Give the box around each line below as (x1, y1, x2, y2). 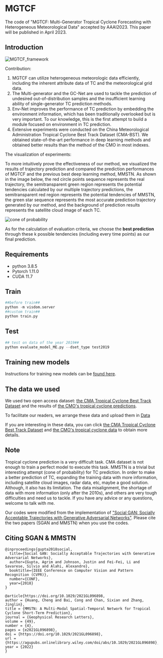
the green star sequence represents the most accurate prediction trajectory (5, 197, 156, 203)
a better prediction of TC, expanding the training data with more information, (5, 474, 158, 480)
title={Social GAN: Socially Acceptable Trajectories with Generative (9, 551, 155, 556)
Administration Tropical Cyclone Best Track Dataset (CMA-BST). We (12, 131, 148, 137)
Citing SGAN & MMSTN (5, 534, 76, 542)
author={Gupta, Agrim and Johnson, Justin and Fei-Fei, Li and (9, 560, 140, 564)
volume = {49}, (5, 619, 36, 624)
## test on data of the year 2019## (5, 340, 79, 345)
